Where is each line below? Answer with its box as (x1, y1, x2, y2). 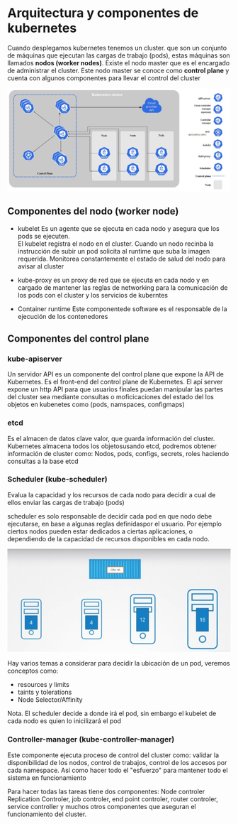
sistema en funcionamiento (7, 773, 86, 782)
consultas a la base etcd (7, 457, 79, 465)
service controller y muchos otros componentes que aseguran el (7, 802, 196, 811)
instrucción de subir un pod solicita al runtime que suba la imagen (17, 246, 210, 255)
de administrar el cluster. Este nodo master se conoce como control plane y (7, 66, 229, 75)
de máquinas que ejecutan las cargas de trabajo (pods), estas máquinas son (7, 51, 230, 60)
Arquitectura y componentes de (7, 5, 199, 21)
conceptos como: (7, 666, 59, 676)
